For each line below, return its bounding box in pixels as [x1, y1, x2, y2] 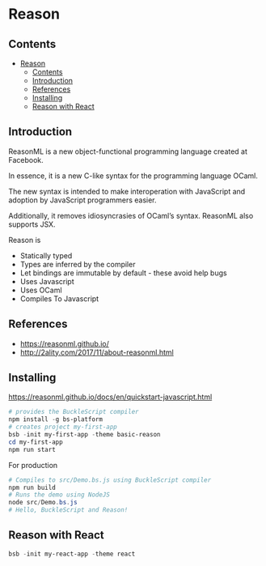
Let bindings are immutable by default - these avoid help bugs [19, 268, 228, 278]
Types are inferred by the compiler [19, 259, 136, 269]
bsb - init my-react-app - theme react [8, 550, 136, 558]
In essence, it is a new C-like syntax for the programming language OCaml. [8, 171, 259, 181]
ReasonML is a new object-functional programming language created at [8, 147, 248, 156]
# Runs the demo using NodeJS [8, 491, 111, 499]
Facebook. [8, 155, 44, 164]
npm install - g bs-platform [8, 415, 103, 423]
